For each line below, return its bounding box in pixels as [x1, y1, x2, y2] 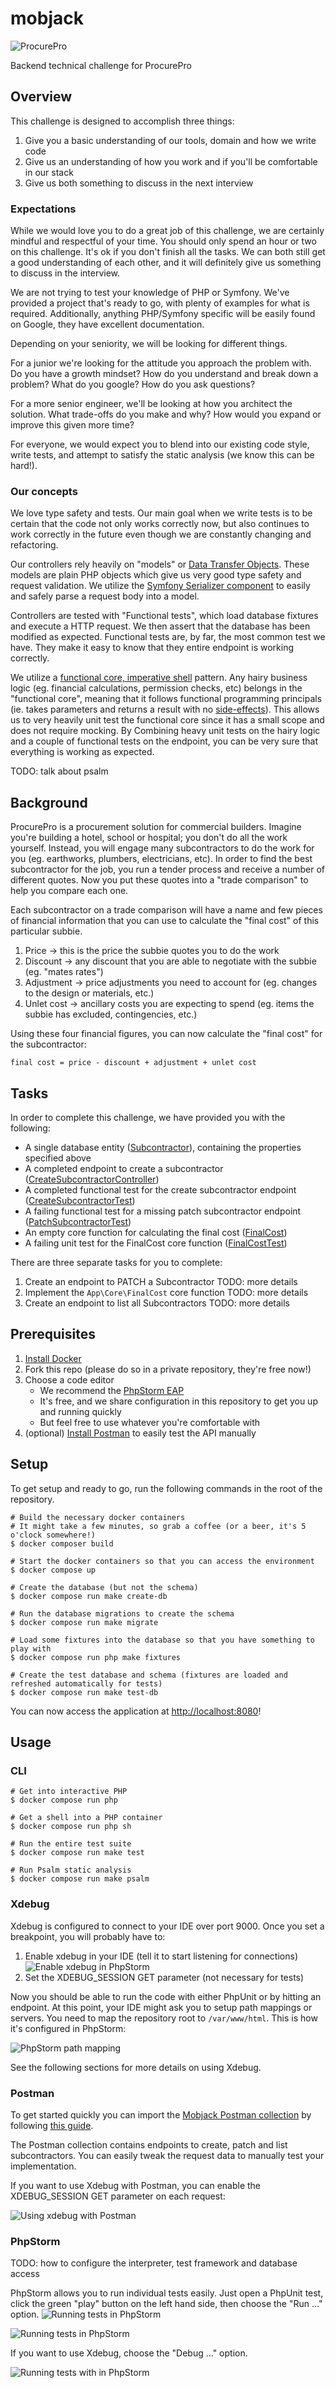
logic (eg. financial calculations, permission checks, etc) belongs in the [10, 682, 303, 694]
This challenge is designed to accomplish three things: [10, 115, 235, 127]
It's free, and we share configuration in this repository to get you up [39, 1395, 318, 1407]
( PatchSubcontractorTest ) [24, 1215, 132, 1227]
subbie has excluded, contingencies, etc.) [24, 1008, 198, 1021]
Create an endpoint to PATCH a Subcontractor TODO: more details [24, 1275, 298, 1287]
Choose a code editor [24, 1373, 115, 1386]
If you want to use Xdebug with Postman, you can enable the [10, 2179, 262, 2191]
